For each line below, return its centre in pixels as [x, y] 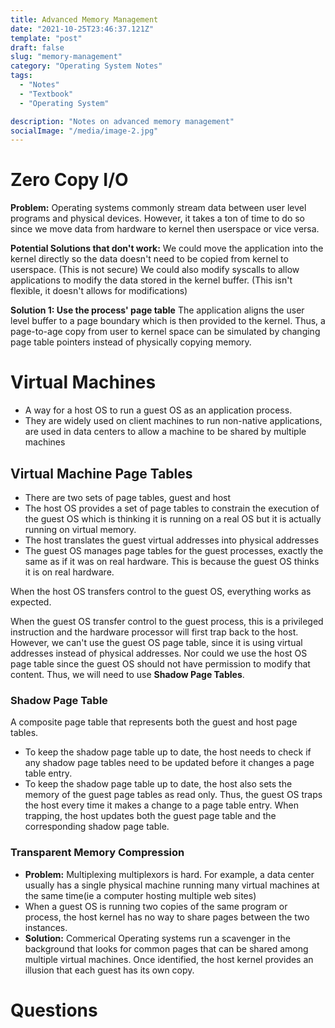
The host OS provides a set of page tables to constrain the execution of [172, 508]
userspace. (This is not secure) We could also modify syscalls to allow [155, 270]
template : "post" [46, 38]
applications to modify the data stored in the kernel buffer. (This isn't [151, 280]
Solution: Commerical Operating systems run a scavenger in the [157, 938]
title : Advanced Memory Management [84, 19]
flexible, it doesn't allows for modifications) [99, 291]
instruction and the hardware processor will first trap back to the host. [154, 632]
